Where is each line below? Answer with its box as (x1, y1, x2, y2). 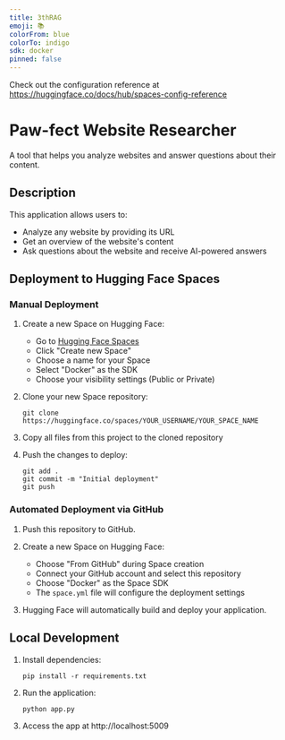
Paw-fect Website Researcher (9, 120, 237, 141)
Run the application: (21, 687, 96, 698)
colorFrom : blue (9, 30, 70, 39)
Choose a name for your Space (35, 355, 151, 366)
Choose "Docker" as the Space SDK (35, 577, 169, 588)
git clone (21, 409, 60, 417)
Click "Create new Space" (35, 346, 132, 357)
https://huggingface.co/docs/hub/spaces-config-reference (9, 89, 228, 99)
